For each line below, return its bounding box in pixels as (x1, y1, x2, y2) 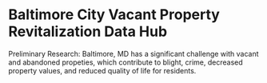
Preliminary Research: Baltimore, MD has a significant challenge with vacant (8, 49, 259, 58)
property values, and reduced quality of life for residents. (8, 65, 197, 75)
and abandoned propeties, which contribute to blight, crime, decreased (8, 57, 244, 67)
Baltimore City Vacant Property (8, 6, 220, 24)
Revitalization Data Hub (8, 22, 168, 41)
